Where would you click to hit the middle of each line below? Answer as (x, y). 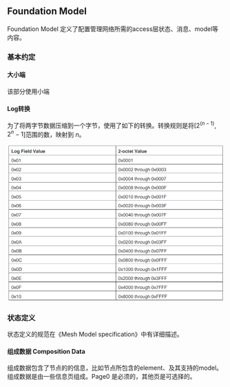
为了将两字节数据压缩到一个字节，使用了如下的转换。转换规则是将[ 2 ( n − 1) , (112, 125)
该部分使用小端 (28, 91)
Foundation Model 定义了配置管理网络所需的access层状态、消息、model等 (113, 29)
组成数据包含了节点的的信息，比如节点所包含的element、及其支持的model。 (115, 368)
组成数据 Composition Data (46, 351)
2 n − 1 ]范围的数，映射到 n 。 (46, 134)
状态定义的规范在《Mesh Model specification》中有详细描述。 (95, 335)
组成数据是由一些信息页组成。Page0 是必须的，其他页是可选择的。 (102, 377)
